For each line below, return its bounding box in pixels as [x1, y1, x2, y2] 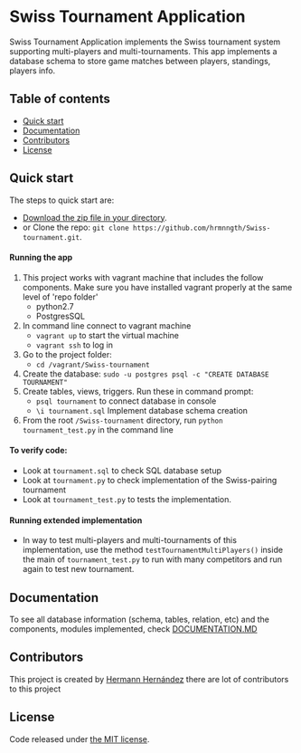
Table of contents [9, 91, 110, 107]
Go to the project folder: [22, 348, 112, 359]
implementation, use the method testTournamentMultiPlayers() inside [22, 545, 283, 556]
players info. [9, 65, 56, 76]
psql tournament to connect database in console [35, 396, 217, 406]
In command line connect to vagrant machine [22, 319, 192, 331]
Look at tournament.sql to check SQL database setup [22, 464, 222, 476]
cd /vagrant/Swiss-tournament [35, 360, 151, 369]
